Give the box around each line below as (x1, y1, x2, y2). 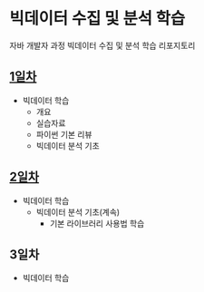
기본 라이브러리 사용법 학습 (49, 218, 145, 229)
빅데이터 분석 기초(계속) (35, 206, 121, 218)
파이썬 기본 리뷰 (35, 129, 92, 140)
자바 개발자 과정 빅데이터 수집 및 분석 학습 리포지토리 (9, 40, 196, 51)
